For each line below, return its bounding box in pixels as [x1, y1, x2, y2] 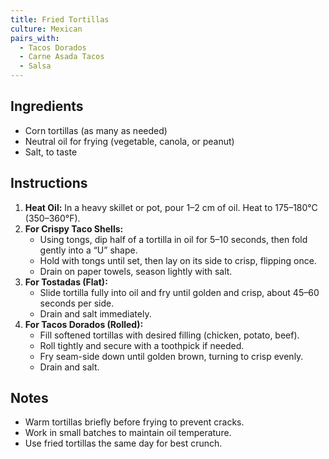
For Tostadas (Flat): [24, 276, 108, 288]
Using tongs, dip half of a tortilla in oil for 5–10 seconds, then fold [39, 233, 308, 245]
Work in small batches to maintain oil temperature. [24, 427, 232, 439]
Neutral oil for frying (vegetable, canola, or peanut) [24, 135, 235, 147]
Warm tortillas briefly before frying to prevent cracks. [24, 416, 245, 428]
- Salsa [19, 61, 52, 71]
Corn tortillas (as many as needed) [24, 124, 168, 136]
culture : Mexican [10, 24, 83, 34]
